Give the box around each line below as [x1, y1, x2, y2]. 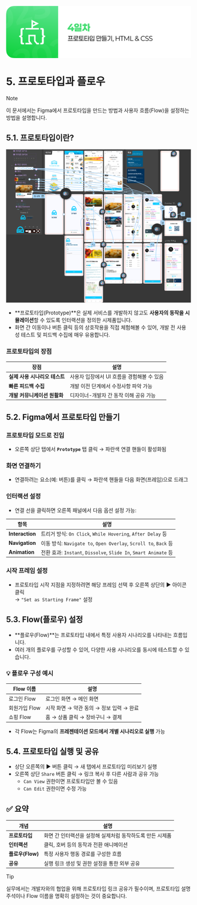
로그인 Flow [8, 695, 36, 702]
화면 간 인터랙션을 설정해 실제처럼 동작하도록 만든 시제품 [43, 832, 172, 839]
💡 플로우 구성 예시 [6, 669, 54, 677]
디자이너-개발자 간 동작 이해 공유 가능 [69, 391, 156, 398]
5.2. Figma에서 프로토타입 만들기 [6, 412, 120, 422]
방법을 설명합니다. [6, 114, 47, 121]
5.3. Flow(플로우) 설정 [6, 615, 83, 625]
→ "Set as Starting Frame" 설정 [14, 595, 93, 603]
